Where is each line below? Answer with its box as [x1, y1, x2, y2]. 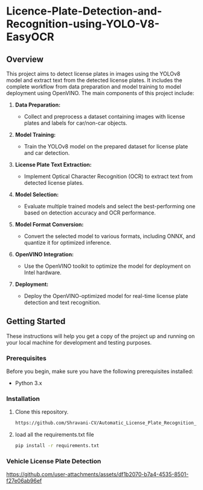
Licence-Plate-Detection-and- [6, 4, 163, 18]
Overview [6, 54, 44, 64]
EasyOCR [6, 30, 54, 44]
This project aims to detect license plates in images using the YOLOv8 [6, 70, 181, 77]
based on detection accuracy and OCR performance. [24, 209, 156, 216]
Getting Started [6, 316, 66, 326]
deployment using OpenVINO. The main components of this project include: [6, 90, 195, 96]
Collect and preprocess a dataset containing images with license [24, 113, 185, 120]
